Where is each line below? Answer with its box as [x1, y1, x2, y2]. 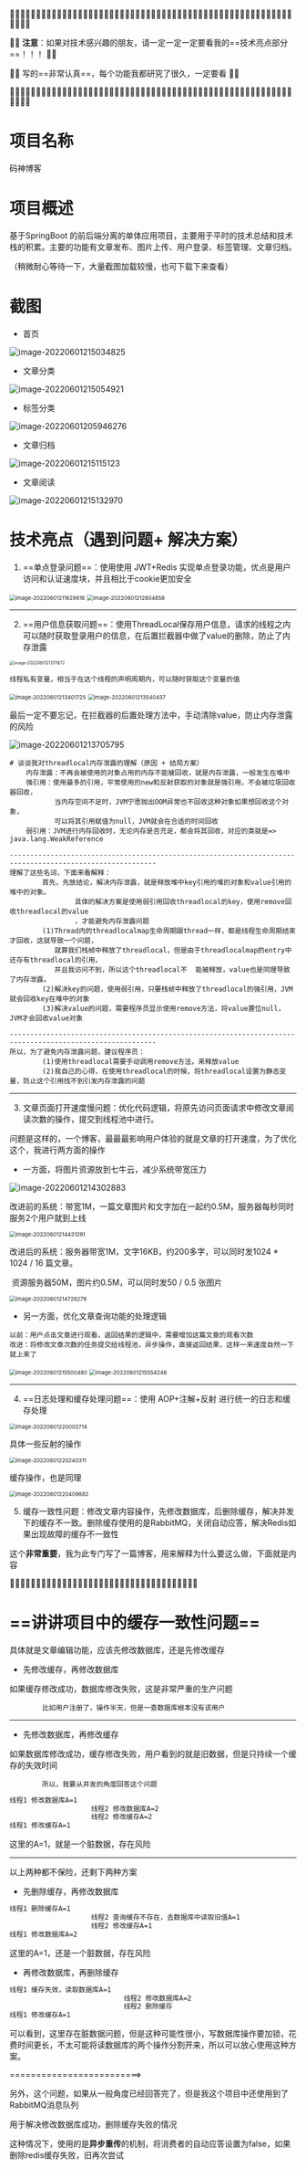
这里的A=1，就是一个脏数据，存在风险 [9, 1838, 151, 1849]
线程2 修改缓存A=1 [90, 1921, 153, 1931]
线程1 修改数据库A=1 [9, 1795, 78, 1805]
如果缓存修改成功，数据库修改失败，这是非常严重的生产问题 [9, 1683, 233, 1694]
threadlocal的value [15, 907, 89, 916]
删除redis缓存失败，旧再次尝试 [9, 2150, 125, 2161]
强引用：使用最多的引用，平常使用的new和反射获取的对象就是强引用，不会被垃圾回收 [25, 777, 296, 787]
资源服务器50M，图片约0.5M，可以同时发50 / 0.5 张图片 [11, 1277, 223, 1288]
